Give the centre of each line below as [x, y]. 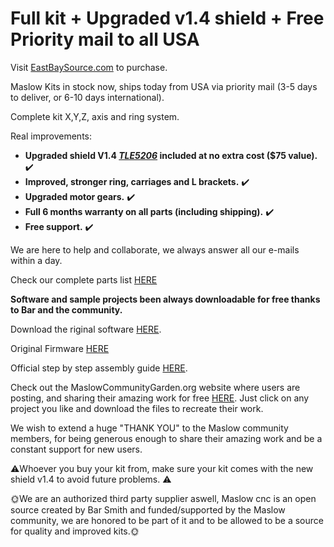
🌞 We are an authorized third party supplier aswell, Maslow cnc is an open [163, 498]
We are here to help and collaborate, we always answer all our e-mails [155, 249]
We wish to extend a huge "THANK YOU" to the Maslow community [149, 428]
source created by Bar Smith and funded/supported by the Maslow [148, 509]
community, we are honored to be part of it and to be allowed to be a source [167, 520]
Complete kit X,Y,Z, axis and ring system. [95, 116]
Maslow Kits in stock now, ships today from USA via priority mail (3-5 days [164, 86]
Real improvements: [51, 136]
